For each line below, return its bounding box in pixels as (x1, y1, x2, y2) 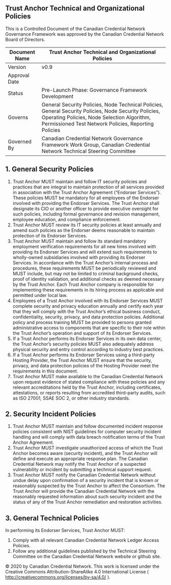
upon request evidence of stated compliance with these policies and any (12, 379, 165, 385)
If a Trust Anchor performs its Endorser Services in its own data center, (12, 335, 162, 341)
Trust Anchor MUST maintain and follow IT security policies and (12, 178, 147, 184)
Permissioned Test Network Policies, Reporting (41, 120, 154, 127)
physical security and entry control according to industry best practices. (12, 346, 164, 352)
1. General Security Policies (5, 165, 94, 174)
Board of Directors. (5, 36, 45, 42)
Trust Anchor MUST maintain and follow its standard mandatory (12, 238, 147, 244)
